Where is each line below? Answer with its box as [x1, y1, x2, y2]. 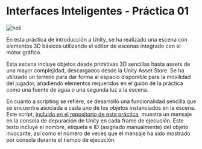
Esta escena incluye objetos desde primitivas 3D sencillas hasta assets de [6, 60, 191, 68]
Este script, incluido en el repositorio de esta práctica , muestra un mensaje [6, 110, 192, 118]
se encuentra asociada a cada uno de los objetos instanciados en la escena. [6, 104, 196, 111]
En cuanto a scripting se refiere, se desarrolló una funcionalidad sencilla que [6, 98, 197, 105]
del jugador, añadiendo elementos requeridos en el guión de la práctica [6, 80, 183, 87]
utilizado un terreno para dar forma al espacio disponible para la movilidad [6, 73, 191, 80]
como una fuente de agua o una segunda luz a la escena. [6, 86, 149, 93]
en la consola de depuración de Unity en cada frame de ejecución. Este [6, 116, 184, 124]
